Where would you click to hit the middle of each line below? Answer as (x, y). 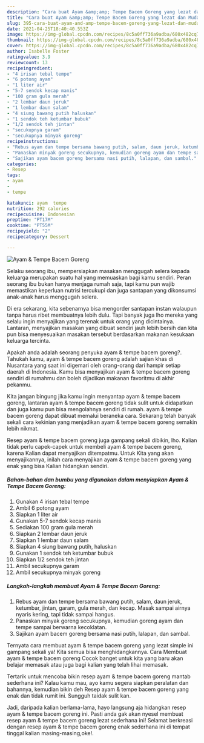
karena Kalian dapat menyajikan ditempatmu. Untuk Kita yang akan (90, 453)
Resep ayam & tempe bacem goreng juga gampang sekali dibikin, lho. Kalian (102, 440)
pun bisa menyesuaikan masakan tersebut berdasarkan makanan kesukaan (100, 334)
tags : (14, 175)
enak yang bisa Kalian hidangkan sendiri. (58, 466)
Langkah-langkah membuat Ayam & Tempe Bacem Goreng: (84, 586)
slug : (14, 23)
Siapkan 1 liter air (37, 514)
